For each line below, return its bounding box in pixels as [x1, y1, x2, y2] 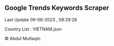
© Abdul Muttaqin [4, 35, 41, 41]
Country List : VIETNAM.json [4, 26, 62, 32]
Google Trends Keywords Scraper [4, 4, 109, 12]
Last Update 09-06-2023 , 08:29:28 [4, 16, 77, 22]
